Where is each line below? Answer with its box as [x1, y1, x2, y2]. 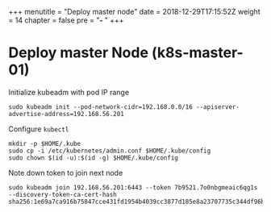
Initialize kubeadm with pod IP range [8, 87, 130, 97]
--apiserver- [196, 102, 240, 111]
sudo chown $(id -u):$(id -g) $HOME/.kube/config [8, 153, 179, 162]
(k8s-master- [151, 44, 244, 62]
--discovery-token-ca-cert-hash [8, 190, 117, 198]
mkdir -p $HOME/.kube [8, 139, 81, 148]
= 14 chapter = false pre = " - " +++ [8, 15, 124, 25]
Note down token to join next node [8, 168, 123, 177]
